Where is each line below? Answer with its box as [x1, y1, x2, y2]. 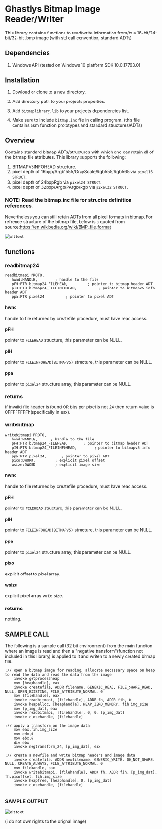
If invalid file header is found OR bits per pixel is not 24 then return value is [5, 404, 154, 410]
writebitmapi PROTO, [5, 432, 47, 438]
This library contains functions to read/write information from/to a [5, 30, 136, 35]
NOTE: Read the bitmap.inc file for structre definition [5, 197, 132, 203]
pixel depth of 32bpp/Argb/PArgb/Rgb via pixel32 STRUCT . [12, 185, 128, 190]
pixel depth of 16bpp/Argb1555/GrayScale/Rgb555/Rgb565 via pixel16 [12, 169, 153, 175]
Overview [5, 136, 35, 144]
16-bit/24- [137, 30, 158, 35]
